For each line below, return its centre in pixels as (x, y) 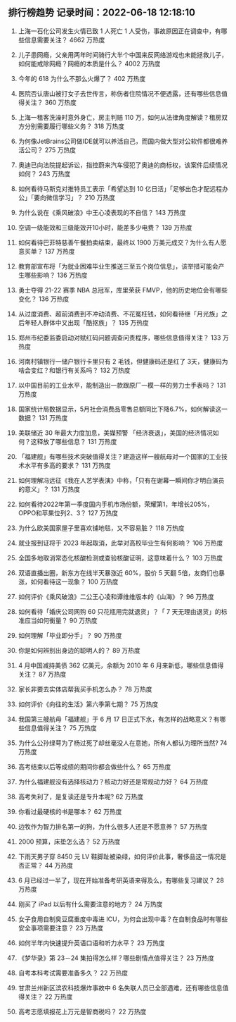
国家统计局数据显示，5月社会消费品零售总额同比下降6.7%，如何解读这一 (123, 409)
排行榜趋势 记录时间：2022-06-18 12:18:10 (102, 13)
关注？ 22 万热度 (48, 997)
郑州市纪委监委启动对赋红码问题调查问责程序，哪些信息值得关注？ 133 (119, 338)
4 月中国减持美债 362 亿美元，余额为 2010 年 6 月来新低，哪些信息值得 (121, 665)
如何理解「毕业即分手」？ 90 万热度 (70, 635)
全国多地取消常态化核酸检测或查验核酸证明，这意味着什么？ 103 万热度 (120, 558)
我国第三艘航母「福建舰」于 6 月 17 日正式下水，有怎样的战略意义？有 (119, 719)
